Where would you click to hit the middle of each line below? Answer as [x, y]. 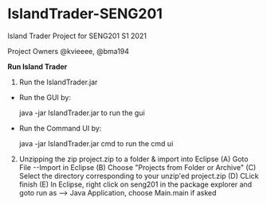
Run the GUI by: [45, 97]
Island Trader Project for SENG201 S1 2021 [77, 36]
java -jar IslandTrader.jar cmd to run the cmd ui [96, 143]
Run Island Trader [37, 66]
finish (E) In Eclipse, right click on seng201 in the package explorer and [135, 184]
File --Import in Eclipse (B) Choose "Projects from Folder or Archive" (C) [137, 167]
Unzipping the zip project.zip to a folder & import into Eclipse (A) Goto [133, 159]
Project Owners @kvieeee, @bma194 [68, 51]
